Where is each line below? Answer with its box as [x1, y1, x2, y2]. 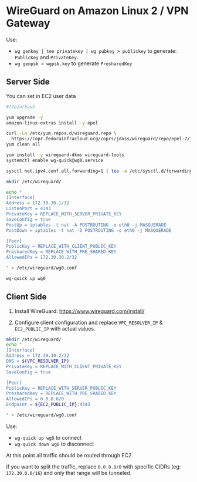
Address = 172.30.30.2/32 [6, 353, 69, 359]
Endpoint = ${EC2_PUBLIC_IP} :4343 [6, 402, 91, 407]
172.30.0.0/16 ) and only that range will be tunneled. [6, 469, 132, 476]
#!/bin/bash [6, 104, 35, 110]
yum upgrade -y [6, 114, 43, 120]
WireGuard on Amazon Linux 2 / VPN [6, 4, 189, 18]
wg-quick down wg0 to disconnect [14, 440, 94, 447]
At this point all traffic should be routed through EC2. [6, 451, 134, 459]
